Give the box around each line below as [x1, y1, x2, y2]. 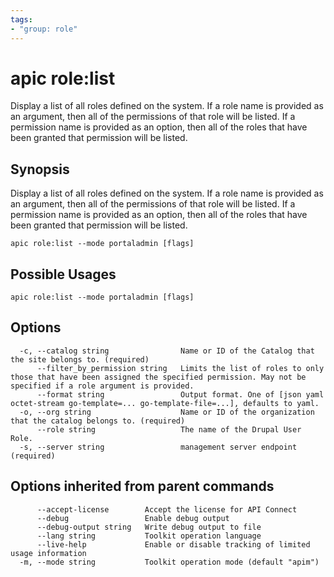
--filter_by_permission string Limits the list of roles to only [36, 363, 325, 373]
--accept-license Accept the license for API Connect [36, 504, 298, 515]
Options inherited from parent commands [10, 478, 275, 495]
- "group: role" [10, 24, 78, 34]
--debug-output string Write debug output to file [36, 522, 262, 532]
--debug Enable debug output [36, 513, 230, 523]
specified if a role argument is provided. [10, 381, 195, 391]
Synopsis [10, 161, 70, 178]
